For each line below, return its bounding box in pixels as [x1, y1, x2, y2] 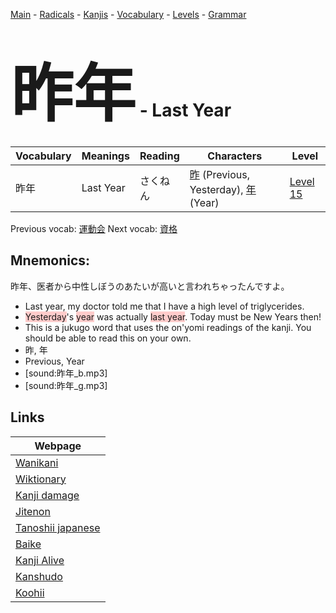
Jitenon [15, 504, 51, 518]
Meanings [81, 149, 130, 163]
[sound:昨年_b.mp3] [24, 367, 108, 379]
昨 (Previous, [189, 167, 251, 181]
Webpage [34, 439, 82, 453]
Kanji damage [15, 488, 80, 502]
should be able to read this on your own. [24, 332, 192, 344]
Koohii [15, 585, 45, 599]
